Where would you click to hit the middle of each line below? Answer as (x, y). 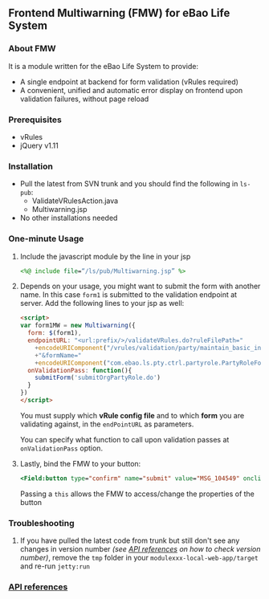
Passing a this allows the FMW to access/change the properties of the (137, 494)
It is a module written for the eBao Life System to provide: (104, 66)
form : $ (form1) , (55, 333)
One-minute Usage (46, 238)
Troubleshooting (41, 523)
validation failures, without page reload (84, 99)
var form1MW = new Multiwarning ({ (77, 326)
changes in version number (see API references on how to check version (140, 549)
